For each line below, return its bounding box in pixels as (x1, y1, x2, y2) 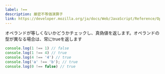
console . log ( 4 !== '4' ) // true (5, 55, 71, 60)
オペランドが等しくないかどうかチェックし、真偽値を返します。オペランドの (5, 30, 160, 36)
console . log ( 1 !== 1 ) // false (5, 46, 69, 51)
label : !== (5, 7, 27, 12)
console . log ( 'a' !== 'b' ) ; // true (5, 59, 78, 64)
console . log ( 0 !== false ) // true (5, 64, 76, 69)
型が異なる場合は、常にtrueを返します (5, 36, 82, 42)
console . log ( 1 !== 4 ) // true (5, 51, 67, 55)
